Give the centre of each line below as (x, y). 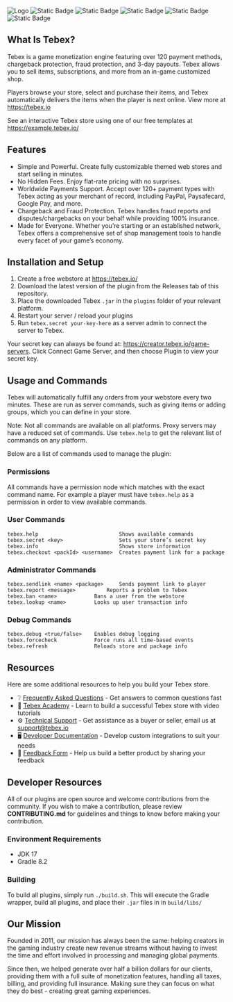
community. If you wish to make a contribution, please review (95, 807)
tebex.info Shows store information (99, 546)
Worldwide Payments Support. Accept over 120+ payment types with (116, 188)
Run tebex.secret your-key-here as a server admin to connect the (112, 323)
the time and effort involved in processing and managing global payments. (113, 955)
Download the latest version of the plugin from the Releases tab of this (118, 286)
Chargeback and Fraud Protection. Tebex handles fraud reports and (114, 211)
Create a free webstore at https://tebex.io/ (77, 279)
